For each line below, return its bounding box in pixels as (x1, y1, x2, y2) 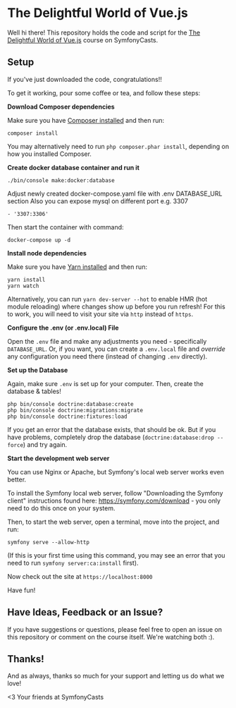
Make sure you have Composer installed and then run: (7, 116, 164, 124)
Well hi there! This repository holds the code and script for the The (7, 28, 201, 37)
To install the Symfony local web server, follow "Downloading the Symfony (7, 488, 223, 497)
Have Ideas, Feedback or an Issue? (7, 606, 163, 618)
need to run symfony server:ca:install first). (7, 558, 139, 567)
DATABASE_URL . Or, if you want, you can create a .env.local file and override (7, 344, 225, 353)
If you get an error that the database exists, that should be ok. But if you (7, 425, 216, 433)
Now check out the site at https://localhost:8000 (7, 572, 153, 580)
